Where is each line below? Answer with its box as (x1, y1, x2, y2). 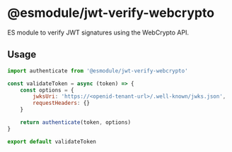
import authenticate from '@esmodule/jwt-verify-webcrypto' (7, 67, 189, 75)
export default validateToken (7, 138, 97, 145)
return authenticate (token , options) (20, 119, 132, 126)
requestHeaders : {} (33, 100, 91, 107)
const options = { (20, 87, 74, 94)
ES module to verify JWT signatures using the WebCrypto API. (7, 28, 190, 37)
